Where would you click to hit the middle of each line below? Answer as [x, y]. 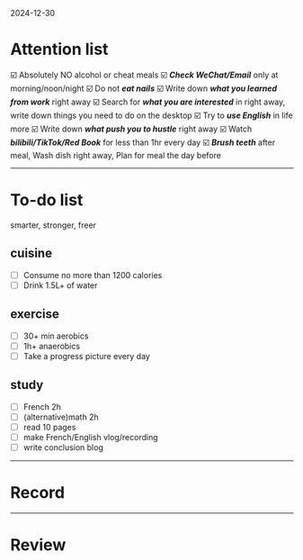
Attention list [59, 50]
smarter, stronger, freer [53, 225]
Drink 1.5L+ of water [60, 285]
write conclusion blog [63, 447]
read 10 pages [49, 427]
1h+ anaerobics [51, 346]
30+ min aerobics [56, 336]
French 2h [42, 406]
